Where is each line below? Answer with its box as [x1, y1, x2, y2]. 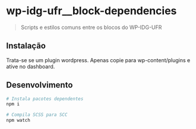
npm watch [6, 117, 31, 124]
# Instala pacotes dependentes [6, 96, 84, 102]
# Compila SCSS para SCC [6, 112, 68, 118]
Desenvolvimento [6, 80, 73, 90]
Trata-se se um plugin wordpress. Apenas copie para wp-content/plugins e [6, 56, 191, 63]
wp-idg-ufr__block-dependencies [6, 4, 177, 18]
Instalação [6, 41, 46, 51]
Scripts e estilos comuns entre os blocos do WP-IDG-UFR [20, 24, 162, 31]
